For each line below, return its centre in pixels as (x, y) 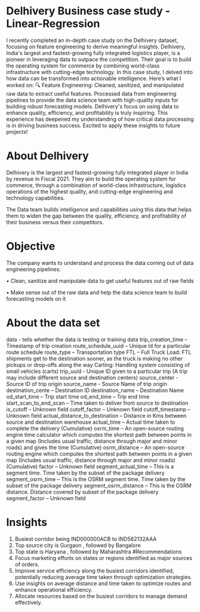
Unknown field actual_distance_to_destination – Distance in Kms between (96, 415)
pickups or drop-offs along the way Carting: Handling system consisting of (98, 365)
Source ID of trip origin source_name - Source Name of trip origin (87, 384)
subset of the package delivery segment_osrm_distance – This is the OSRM (99, 485)
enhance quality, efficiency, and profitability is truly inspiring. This (87, 112)
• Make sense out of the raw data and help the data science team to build (97, 292)
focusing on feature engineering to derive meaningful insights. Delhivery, (96, 47)
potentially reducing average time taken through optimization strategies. (103, 577)
